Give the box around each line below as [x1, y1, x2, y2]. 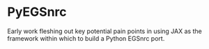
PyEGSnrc [7, 4, 68, 20]
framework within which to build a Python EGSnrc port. [7, 34, 165, 42]
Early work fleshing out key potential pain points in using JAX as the [7, 27, 202, 35]
